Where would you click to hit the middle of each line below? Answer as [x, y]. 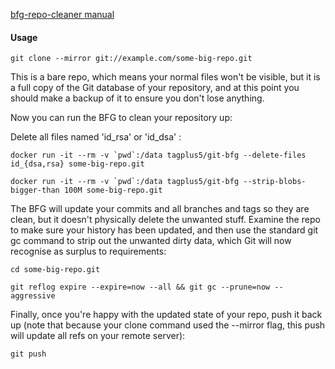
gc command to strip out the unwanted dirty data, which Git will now [151, 241]
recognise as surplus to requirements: [88, 251]
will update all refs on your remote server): [98, 336]
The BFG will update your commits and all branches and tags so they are [160, 209]
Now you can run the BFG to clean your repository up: [121, 118]
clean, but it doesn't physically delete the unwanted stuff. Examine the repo [165, 220]
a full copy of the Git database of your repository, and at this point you [155, 88]
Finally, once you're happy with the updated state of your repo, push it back [166, 315]
